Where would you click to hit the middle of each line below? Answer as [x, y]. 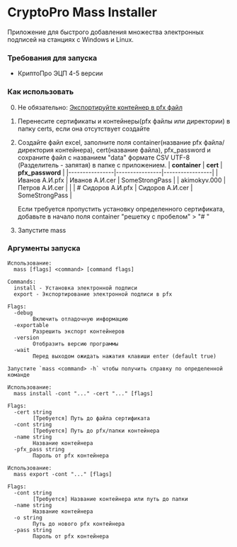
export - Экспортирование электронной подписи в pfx [93, 294]
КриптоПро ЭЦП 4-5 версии [60, 73]
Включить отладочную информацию [81, 319]
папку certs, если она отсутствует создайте [83, 128]
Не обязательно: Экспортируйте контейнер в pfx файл [100, 107]
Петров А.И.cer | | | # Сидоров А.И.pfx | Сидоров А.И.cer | [105, 187]
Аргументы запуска [44, 248]
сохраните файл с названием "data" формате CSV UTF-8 [104, 158]
